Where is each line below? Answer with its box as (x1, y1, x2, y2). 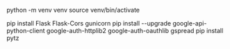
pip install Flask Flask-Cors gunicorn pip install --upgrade (6, 19, 172, 27)
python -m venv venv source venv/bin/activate (6, 6, 140, 14)
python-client (6, 27, 46, 35)
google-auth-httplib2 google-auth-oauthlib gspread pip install (47, 27, 224, 35)
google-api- (172, 19, 207, 27)
